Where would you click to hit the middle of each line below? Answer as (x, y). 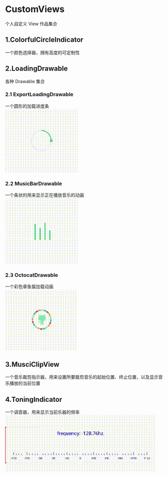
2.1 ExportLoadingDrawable (39, 95)
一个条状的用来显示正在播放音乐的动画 (44, 195)
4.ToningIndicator (34, 399)
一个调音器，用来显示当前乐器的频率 (42, 412)
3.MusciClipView (32, 364)
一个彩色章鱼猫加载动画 (29, 287)
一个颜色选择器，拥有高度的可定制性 (42, 52)
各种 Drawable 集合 (25, 81)
